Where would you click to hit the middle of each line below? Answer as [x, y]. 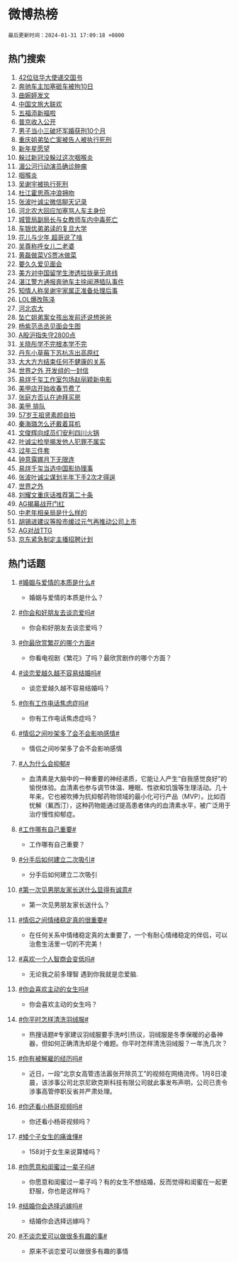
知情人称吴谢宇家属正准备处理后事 [68, 290]
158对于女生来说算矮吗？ [65, 1151]
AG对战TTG [35, 530]
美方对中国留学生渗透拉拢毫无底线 [68, 273]
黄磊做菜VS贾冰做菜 [47, 255]
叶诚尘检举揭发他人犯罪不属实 [62, 441]
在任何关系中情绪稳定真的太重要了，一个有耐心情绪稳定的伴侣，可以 [128, 934]
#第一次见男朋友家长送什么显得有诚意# [75, 890]
